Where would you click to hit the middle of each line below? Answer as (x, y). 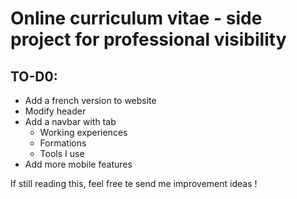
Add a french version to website (90, 100)
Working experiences (83, 132)
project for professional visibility (148, 39)
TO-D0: (34, 76)
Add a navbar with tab (70, 121)
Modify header (55, 111)
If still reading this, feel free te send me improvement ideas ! (134, 183)
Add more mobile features (78, 164)
